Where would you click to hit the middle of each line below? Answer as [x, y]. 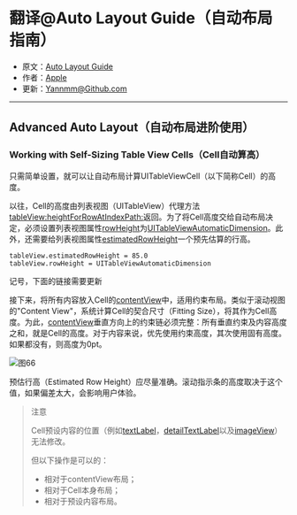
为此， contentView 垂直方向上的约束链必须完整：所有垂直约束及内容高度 [156, 322]
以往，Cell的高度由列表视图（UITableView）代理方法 [105, 205]
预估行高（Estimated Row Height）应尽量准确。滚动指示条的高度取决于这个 [146, 381]
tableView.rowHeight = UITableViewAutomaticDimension [110, 263]
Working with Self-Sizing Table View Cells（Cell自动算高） [137, 155]
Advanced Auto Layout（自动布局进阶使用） [132, 128]
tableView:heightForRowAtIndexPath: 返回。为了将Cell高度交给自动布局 [137, 217]
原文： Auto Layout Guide [67, 66]
